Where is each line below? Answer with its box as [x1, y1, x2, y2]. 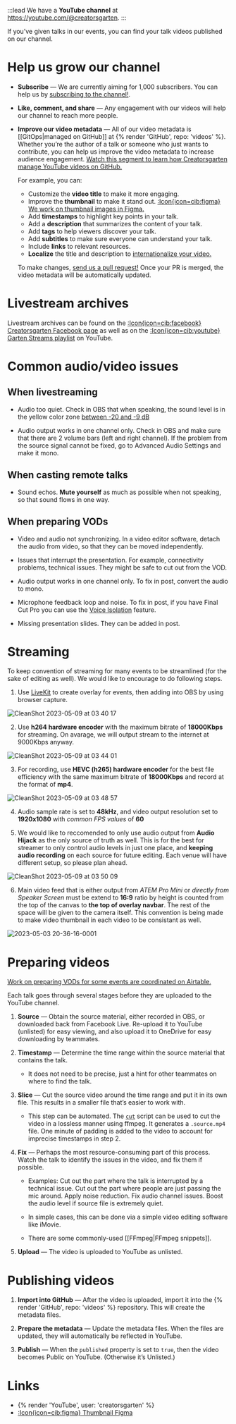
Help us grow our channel [7, 59, 161, 75]
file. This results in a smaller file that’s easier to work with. [17, 1098, 186, 1107]
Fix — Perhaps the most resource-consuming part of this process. [17, 1148, 211, 1157]
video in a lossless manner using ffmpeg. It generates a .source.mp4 [27, 1119, 225, 1128]
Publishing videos [7, 1272, 115, 1289]
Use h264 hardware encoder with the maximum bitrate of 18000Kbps [17, 723, 223, 732]
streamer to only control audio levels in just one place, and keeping [17, 844, 213, 852]
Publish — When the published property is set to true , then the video [17, 1346, 219, 1354]
